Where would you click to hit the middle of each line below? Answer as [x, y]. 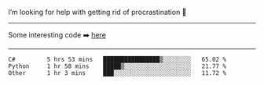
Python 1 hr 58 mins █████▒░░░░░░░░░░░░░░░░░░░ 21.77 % [117, 66]
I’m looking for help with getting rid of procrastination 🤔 [97, 12]
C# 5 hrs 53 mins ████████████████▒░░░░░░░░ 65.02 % [117, 59]
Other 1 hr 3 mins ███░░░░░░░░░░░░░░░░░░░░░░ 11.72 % [117, 73]
